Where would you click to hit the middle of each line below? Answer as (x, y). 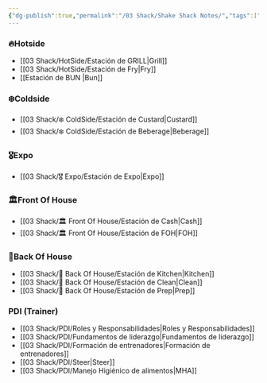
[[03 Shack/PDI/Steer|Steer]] (67, 362)
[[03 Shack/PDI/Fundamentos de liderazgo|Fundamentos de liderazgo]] (137, 337)
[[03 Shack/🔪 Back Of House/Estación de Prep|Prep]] (107, 291)
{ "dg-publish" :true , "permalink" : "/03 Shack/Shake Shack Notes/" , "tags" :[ (133, 15)
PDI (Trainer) (33, 311)
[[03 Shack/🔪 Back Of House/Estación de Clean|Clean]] (111, 282)
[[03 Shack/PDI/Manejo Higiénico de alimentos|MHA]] (108, 371)
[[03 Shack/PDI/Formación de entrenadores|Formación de (115, 346)
